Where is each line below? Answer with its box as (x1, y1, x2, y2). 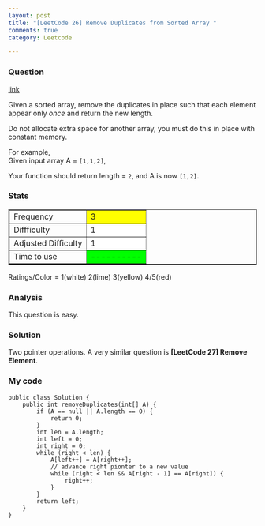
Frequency (13, 211, 54, 222)
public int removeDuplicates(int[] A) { (22, 400, 157, 408)
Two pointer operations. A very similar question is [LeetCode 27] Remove (8, 348, 248, 357)
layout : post (8, 11, 51, 20)
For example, (8, 147, 51, 156)
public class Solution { (8, 393, 90, 401)
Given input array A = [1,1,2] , (8, 156, 106, 165)
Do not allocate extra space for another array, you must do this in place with (8, 123, 255, 133)
